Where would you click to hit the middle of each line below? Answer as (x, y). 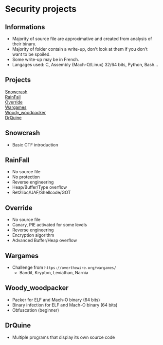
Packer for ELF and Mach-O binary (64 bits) (56, 300)
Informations (25, 27)
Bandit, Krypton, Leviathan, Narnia (54, 273)
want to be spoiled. (31, 54)
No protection (26, 177)
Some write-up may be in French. (45, 59)
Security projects (41, 9)
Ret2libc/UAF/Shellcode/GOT (41, 193)
